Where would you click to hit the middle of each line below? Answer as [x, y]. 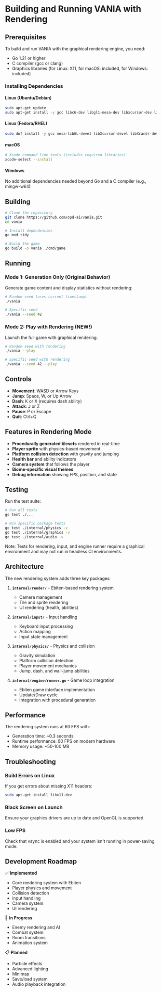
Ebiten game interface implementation [57, 689]
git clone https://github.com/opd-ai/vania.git [54, 217]
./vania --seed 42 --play [31, 364]
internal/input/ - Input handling [45, 617]
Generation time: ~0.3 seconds [43, 736]
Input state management [43, 637]
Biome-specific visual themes [43, 469]
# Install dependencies [29, 231]
